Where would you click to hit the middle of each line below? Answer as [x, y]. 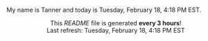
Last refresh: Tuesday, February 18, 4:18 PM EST [116, 30]
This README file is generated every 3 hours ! [116, 23]
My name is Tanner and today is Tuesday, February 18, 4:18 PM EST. [104, 10]
